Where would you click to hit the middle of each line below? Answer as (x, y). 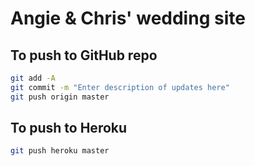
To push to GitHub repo (84, 55)
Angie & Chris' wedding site (128, 18)
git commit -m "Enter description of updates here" (120, 87)
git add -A (33, 78)
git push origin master (60, 97)
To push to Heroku (69, 128)
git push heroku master (60, 151)
